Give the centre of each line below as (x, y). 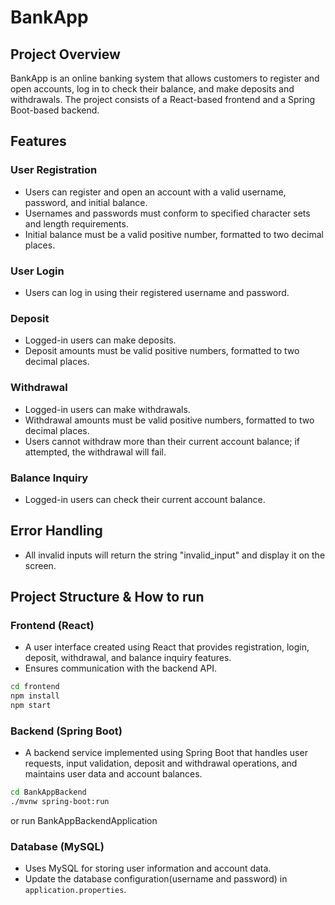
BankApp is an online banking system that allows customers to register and (165, 78)
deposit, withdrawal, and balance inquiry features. (128, 658)
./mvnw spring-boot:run (60, 802)
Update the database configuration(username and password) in (156, 879)
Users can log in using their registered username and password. (157, 292)
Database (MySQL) (57, 846)
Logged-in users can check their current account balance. (145, 499)
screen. (40, 565)
